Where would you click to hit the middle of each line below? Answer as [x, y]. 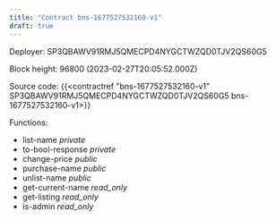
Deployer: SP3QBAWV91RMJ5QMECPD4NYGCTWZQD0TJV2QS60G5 [138, 51]
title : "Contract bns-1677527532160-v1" [86, 17]
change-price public [60, 158]
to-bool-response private [69, 149]
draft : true [31, 26]
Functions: [29, 123]
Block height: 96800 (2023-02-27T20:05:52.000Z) [103, 69]
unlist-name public [57, 178]
